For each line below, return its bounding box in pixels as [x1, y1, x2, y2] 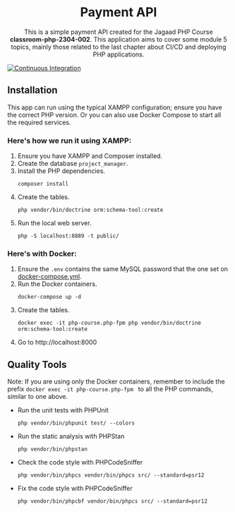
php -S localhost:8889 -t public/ [17, 232, 119, 240]
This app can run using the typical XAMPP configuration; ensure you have [7, 103, 222, 112]
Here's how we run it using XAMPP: [7, 136, 132, 145]
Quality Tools [7, 358, 67, 371]
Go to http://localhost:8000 [17, 338, 97, 347]
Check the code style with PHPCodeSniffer [17, 458, 143, 467]
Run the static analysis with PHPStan [17, 432, 125, 441]
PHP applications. [92, 50, 145, 59]
